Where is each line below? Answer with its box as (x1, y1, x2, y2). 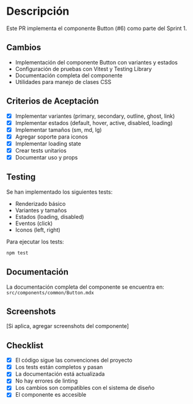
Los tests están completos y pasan (15, 364, 103, 371)
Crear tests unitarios (15, 147, 67, 154)
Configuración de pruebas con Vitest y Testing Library (15, 65, 152, 72)
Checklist (6, 340, 44, 351)
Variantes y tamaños (15, 207, 67, 214)
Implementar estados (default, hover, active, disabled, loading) (15, 119, 173, 126)
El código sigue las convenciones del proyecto (15, 357, 133, 364)
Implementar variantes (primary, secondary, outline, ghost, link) (15, 112, 175, 120)
